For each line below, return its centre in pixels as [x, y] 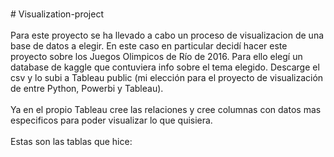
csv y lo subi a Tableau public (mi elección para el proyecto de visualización [167, 77]
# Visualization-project [57, 14]
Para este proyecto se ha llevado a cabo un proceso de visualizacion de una [167, 35]
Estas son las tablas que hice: [71, 141]
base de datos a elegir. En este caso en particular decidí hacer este [149, 46]
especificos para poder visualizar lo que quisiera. [111, 120]
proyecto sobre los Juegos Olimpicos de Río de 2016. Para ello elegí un [156, 56]
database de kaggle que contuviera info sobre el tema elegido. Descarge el [165, 67]
